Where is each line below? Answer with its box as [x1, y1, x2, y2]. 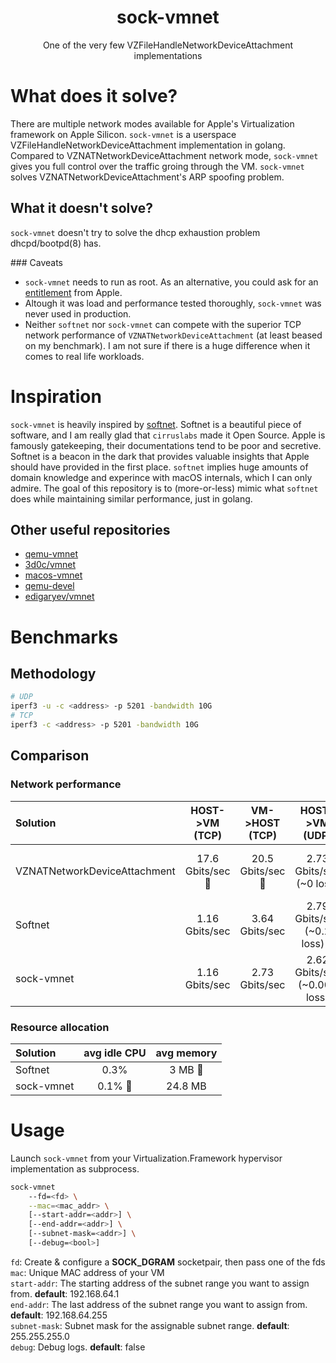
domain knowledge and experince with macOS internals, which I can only [10, 471, 313, 483]
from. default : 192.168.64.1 [10, 1287, 120, 1300]
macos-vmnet [24, 569, 83, 581]
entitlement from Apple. [24, 286, 123, 298]
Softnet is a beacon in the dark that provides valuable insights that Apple [10, 450, 310, 462]
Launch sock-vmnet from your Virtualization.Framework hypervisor [10, 1152, 283, 1164]
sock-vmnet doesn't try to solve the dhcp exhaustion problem [10, 226, 261, 238]
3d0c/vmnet [24, 559, 77, 571]
